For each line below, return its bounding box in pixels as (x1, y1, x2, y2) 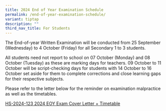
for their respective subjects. (5, 76, 64, 82)
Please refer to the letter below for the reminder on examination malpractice (5, 85, 161, 91)
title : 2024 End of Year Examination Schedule (5, 7, 104, 12)
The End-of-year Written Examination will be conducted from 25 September (5, 39, 161, 45)
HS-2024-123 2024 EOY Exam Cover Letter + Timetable (5, 100, 121, 106)
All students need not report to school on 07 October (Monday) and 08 (5, 54, 151, 60)
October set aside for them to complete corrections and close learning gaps (5, 70, 161, 76)
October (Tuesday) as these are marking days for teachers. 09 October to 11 (5, 60, 162, 66)
